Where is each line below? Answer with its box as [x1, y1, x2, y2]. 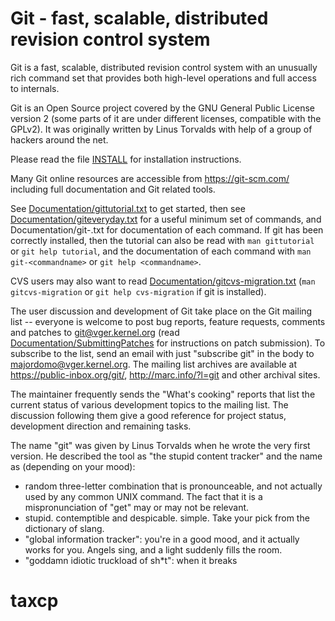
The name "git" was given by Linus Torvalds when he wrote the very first [10, 439, 311, 451]
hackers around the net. [10, 133, 109, 146]
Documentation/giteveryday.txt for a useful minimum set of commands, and [10, 213, 322, 225]
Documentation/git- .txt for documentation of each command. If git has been [10, 223, 324, 236]
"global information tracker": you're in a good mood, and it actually [24, 533, 300, 545]
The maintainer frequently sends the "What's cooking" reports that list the [10, 388, 316, 400]
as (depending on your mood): [10, 460, 136, 472]
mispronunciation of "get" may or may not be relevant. [24, 501, 250, 513]
